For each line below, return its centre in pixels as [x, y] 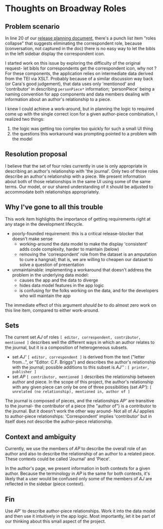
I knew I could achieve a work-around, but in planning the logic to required [80, 109]
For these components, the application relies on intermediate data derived [79, 73]
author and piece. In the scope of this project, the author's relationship [83, 382]
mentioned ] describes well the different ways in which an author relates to [80, 342]
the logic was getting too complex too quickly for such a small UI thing [82, 129]
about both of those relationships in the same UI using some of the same [78, 181]
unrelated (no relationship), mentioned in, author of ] [71, 392]
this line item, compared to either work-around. [52, 310]
